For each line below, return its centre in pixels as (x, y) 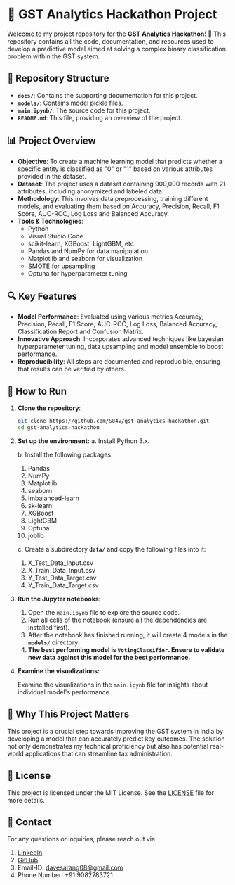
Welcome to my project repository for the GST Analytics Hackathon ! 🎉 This (117, 34)
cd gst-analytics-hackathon (58, 428)
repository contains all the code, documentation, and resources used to (110, 41)
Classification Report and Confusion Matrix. (80, 332)
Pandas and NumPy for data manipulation (88, 251)
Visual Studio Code (55, 236)
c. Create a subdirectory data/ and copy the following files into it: (112, 549)
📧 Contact (29, 822)
